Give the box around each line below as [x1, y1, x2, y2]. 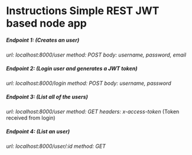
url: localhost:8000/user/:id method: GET [6, 143, 106, 150]
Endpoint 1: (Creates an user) [6, 37, 80, 44]
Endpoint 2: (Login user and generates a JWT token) [6, 65, 138, 72]
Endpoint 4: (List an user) [6, 128, 70, 135]
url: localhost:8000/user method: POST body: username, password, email [6, 51, 187, 58]
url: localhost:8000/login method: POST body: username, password [6, 80, 171, 87]
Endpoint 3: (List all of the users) [6, 93, 89, 100]
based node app [6, 17, 87, 30]
